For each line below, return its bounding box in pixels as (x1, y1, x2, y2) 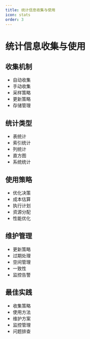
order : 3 (5, 17, 24, 22)
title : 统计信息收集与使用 (5, 7, 56, 13)
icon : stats (5, 12, 31, 17)
